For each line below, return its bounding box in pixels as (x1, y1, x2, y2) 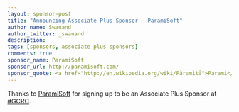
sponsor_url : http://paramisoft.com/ (7, 63, 119, 70)
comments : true (7, 50, 53, 57)
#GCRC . (7, 96, 31, 105)
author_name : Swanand (7, 23, 72, 30)
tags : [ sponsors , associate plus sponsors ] (7, 43, 139, 50)
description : (7, 37, 46, 44)
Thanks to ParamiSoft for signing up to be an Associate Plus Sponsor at (7, 89, 217, 98)
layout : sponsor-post (7, 10, 72, 18)
